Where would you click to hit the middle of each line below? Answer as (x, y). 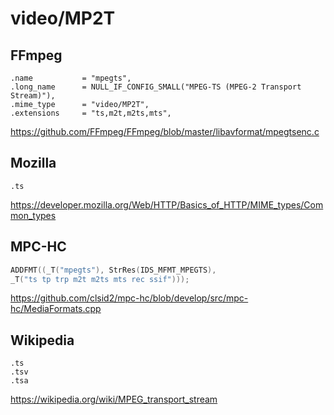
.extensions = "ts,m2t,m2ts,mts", (91, 113)
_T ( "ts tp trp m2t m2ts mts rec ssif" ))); (100, 279)
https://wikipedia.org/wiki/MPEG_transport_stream (114, 399)
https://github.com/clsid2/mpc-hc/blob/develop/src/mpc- (129, 298)
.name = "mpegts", (71, 78)
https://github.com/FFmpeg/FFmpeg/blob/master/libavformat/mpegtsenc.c (165, 131)
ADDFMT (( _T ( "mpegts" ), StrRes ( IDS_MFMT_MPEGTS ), (113, 270)
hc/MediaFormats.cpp (56, 309)
